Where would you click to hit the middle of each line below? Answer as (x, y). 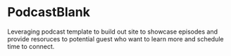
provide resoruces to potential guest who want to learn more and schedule (115, 38)
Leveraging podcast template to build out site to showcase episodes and (113, 31)
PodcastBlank (49, 12)
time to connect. (31, 46)
